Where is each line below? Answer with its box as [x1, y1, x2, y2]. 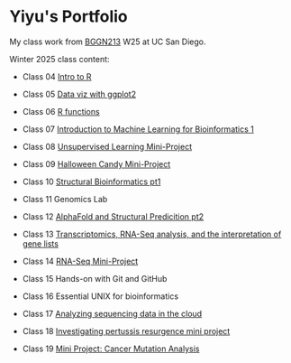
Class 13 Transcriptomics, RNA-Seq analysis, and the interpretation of [22, 228, 282, 239]
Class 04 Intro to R [22, 70, 92, 82]
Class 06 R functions [22, 106, 101, 116]
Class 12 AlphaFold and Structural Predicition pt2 [22, 210, 205, 222]
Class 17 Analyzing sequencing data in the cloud [22, 308, 203, 319]
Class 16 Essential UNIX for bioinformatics [22, 291, 178, 302]
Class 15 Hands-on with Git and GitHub [22, 273, 168, 284]
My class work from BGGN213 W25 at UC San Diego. [9, 36, 206, 47]
